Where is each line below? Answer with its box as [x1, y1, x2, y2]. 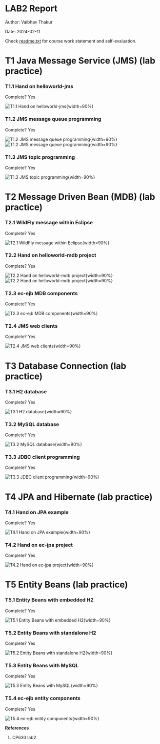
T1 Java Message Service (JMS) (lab [5, 55, 156, 66]
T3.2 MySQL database [5, 421, 60, 427]
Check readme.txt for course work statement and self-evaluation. [5, 38, 137, 44]
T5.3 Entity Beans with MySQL [5, 662, 79, 669]
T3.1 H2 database [5, 388, 47, 395]
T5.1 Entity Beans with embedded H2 [5, 596, 94, 603]
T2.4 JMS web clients [5, 323, 58, 330]
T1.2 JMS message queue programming [5, 116, 101, 123]
